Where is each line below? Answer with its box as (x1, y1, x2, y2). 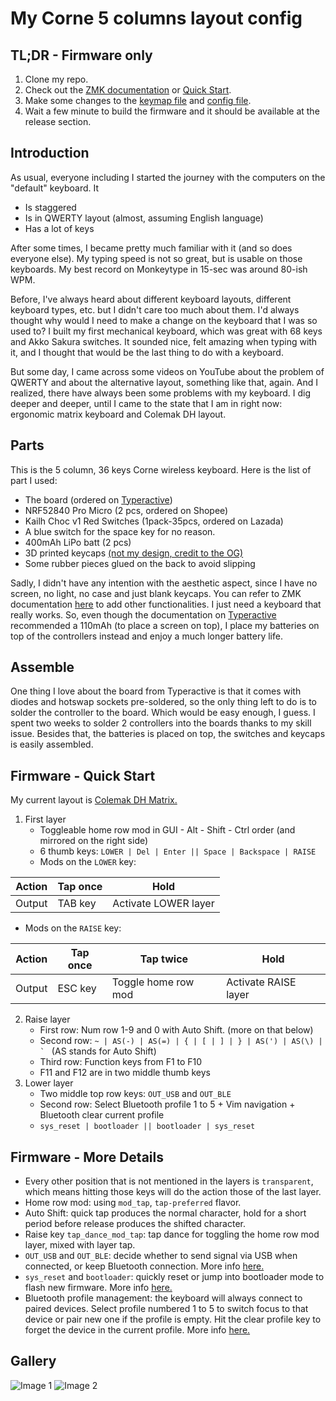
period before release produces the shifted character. (24, 1218, 246, 1230)
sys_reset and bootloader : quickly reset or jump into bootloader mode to (24, 1271, 325, 1283)
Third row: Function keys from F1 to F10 (39, 1056, 203, 1068)
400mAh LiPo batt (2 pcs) (24, 536, 132, 548)
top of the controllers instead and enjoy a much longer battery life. (10, 630, 283, 642)
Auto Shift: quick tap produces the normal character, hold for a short (24, 1207, 307, 1219)
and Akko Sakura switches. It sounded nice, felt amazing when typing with (10, 335, 318, 347)
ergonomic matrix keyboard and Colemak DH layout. (10, 408, 227, 420)
